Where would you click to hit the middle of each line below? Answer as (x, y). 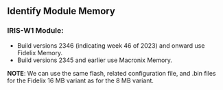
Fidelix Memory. (40, 52)
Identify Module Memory (61, 11)
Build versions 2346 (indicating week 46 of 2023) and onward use (111, 45)
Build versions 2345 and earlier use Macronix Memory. (95, 60)
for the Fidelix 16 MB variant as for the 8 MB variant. (81, 80)
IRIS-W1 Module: (35, 31)
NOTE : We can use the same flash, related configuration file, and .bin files (111, 73)
